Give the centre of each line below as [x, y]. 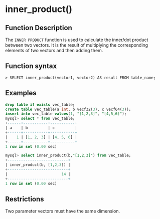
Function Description [39, 28]
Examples [21, 93]
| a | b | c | [41, 128]
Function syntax [31, 66]
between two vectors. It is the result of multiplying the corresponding [77, 45]
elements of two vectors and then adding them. [54, 50]
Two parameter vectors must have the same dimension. [63, 211]
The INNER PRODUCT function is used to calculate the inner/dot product [77, 40]
